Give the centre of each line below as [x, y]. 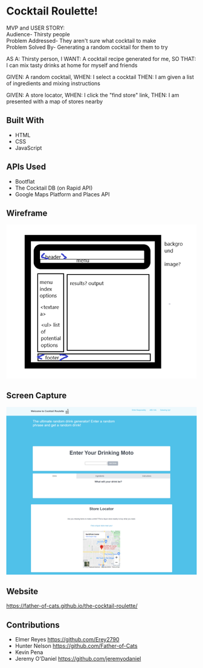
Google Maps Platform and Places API [62, 194]
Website [22, 591]
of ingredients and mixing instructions [53, 83]
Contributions [33, 625]
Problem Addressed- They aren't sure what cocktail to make [81, 40]
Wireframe [27, 213]
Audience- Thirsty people [38, 34]
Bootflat [25, 181]
